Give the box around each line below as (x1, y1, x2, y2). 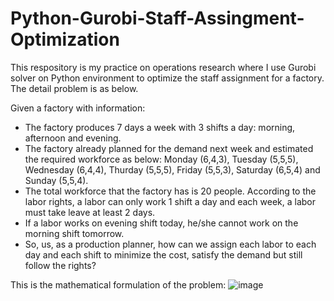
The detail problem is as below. (10, 82, 139, 94)
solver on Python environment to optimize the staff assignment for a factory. (10, 72, 325, 84)
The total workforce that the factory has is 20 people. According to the (24, 185, 317, 197)
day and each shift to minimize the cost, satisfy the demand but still (24, 248, 303, 261)
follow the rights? (24, 259, 97, 271)
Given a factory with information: (10, 102, 146, 114)
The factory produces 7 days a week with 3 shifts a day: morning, (24, 121, 296, 133)
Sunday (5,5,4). (24, 174, 89, 186)
